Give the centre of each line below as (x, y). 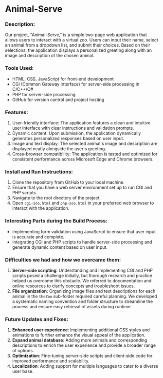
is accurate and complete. (38, 237)
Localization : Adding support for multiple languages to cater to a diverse (85, 366)
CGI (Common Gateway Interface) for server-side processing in (76, 84)
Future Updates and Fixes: (37, 319)
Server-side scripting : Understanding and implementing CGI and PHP (82, 270)
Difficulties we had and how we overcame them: (63, 259)
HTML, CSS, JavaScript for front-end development (63, 79)
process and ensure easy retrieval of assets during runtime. (72, 306)
